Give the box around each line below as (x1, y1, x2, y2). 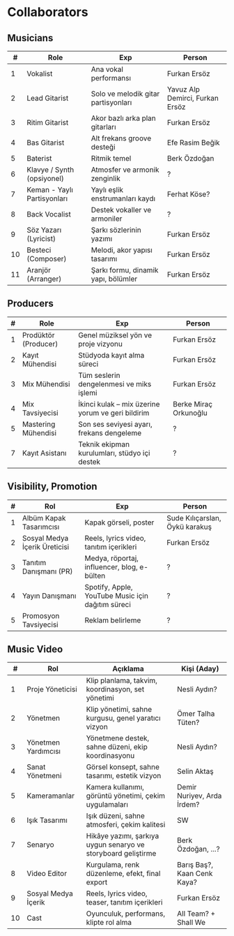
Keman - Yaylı (26, 185, 73, 194)
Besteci (26, 245, 52, 255)
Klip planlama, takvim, (86, 675, 158, 685)
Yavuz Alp (166, 85, 201, 94)
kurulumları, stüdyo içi (77, 448, 150, 458)
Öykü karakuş (166, 522, 212, 532)
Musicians (7, 32, 54, 44)
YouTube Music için (84, 591, 148, 601)
